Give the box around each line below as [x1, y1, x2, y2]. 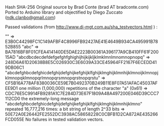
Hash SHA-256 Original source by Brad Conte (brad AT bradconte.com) [5, 4, 149, 10]
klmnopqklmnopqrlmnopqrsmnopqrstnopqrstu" [5, 75, 101, 81]
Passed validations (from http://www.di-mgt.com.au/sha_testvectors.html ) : [5, 24, 158, 30]
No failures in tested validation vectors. [25, 117, 104, 122]
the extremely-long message [21, 96, 79, 102]
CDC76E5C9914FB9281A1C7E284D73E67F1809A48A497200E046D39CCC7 [5, 90, 159, 96]
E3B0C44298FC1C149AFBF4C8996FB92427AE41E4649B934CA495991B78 [5, 39, 159, 44]
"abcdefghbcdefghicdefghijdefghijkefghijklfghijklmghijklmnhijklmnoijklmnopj [5, 70, 159, 75]
